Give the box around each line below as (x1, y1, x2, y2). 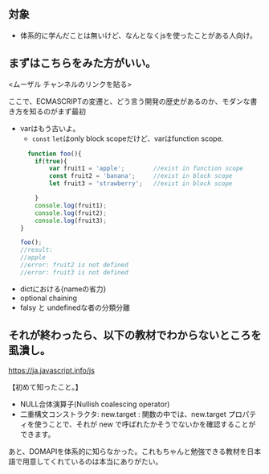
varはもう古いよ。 (19, 123, 80, 133)
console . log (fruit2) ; (35, 208, 107, 217)
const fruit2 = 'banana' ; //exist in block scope (49, 172, 233, 180)
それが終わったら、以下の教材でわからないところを (8, 328, 262, 342)
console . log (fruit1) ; (35, 201, 107, 209)
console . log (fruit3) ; (35, 216, 107, 225)
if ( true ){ (35, 157, 67, 165)
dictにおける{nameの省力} (19, 284, 107, 294)
